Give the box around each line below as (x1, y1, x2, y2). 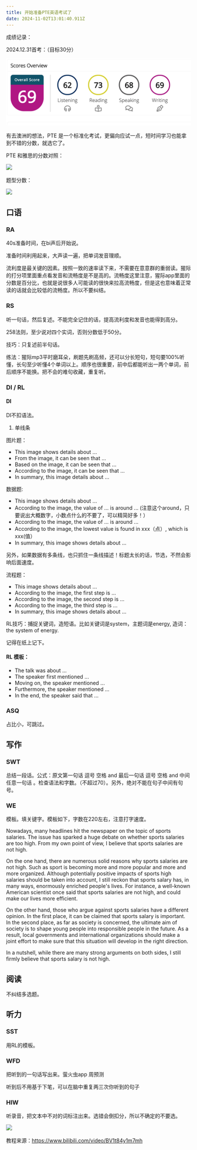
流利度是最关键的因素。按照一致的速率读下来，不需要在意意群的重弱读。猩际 (6, 265, 191, 272)
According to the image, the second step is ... (14, 595, 125, 603)
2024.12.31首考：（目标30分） (6, 46, 77, 53)
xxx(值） (14, 533, 36, 540)
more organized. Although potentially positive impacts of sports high (6, 870, 172, 877)
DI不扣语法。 (6, 411, 37, 418)
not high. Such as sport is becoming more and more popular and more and (6, 864, 186, 871)
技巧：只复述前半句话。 (6, 341, 63, 348)
